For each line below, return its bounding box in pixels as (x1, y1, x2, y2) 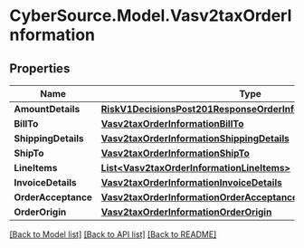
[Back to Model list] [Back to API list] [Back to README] (9, 229, 217, 240)
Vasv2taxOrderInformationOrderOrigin (100, 205, 272, 218)
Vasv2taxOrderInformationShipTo (100, 147, 251, 159)
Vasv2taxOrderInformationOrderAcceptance (100, 191, 299, 204)
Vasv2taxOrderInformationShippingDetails (100, 132, 290, 145)
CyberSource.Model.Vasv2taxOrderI (9, 5, 292, 26)
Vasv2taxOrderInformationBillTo (100, 118, 244, 129)
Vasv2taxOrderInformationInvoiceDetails (100, 176, 282, 188)
